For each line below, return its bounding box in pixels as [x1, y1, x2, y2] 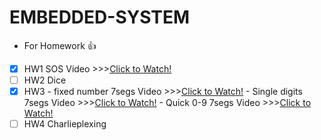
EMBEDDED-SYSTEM [9, 6, 191, 29]
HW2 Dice [23, 74, 67, 86]
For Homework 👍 [23, 39, 97, 51]
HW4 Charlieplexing [23, 118, 107, 130]
